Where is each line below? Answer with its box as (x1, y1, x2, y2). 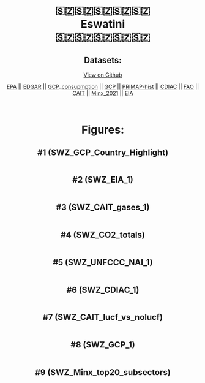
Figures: (81, 123, 124, 137)
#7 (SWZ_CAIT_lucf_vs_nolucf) (42, 312, 163, 322)
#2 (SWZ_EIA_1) (72, 175, 133, 185)
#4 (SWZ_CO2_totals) (60, 230, 146, 240)
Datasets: (84, 55, 122, 65)
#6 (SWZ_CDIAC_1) (66, 284, 140, 295)
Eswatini (80, 17, 125, 31)
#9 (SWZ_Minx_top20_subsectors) (34, 367, 171, 377)
